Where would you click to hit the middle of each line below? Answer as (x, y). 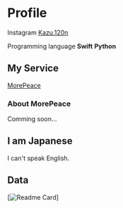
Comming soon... (32, 119)
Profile (27, 13)
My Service (33, 68)
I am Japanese (40, 141)
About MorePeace (39, 104)
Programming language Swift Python (62, 46)
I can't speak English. (39, 158)
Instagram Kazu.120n (38, 32)
